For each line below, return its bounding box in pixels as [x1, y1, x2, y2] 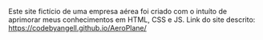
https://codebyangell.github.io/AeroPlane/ [8, 24, 147, 32]
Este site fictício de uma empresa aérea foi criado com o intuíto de [8, 7, 227, 16]
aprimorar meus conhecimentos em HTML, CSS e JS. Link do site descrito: [8, 15, 256, 24]
